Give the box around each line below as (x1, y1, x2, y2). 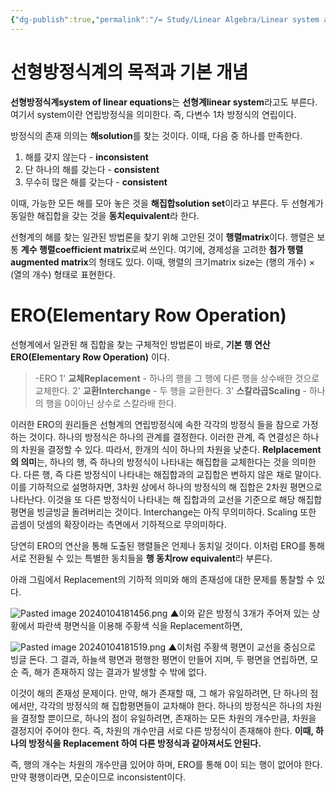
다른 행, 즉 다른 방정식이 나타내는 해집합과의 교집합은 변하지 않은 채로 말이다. (23, 468, 322, 480)
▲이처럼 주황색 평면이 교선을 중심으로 (168, 641, 317, 653)
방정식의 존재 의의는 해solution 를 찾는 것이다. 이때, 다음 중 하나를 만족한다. (10, 129, 303, 141)
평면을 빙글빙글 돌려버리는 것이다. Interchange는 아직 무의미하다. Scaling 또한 (10, 506, 317, 518)
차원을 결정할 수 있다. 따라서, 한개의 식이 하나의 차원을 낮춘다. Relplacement (20, 443, 322, 455)
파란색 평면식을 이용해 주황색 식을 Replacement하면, (36, 619, 243, 631)
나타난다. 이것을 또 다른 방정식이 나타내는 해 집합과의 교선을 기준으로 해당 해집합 (10, 493, 323, 505)
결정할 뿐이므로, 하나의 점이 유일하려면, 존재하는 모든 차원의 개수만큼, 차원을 (20, 712, 317, 724)
